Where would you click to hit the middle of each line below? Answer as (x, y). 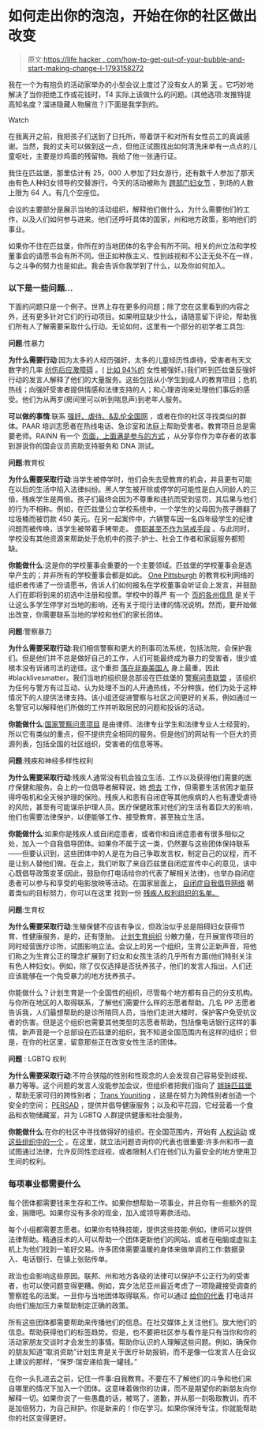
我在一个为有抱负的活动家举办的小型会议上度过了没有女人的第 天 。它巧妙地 (131, 84)
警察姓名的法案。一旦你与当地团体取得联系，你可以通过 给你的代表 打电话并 (131, 1295)
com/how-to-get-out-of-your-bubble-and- (176, 59)
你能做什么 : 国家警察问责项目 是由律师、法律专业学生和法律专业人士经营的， (131, 724)
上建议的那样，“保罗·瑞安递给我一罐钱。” (73, 1361)
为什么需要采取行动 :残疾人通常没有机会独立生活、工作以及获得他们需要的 (127, 778)
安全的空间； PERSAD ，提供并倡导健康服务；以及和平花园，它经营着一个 (127, 1105)
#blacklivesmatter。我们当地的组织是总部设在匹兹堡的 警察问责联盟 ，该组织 (132, 678)
